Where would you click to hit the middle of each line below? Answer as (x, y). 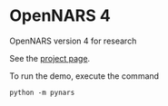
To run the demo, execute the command (84, 76)
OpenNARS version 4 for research (73, 41)
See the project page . (50, 58)
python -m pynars (42, 92)
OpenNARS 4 (60, 16)
